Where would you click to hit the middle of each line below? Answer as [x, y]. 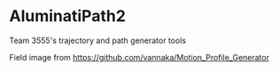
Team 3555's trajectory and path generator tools [98, 40]
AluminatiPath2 [68, 16]
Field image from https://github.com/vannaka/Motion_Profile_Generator [139, 57]
